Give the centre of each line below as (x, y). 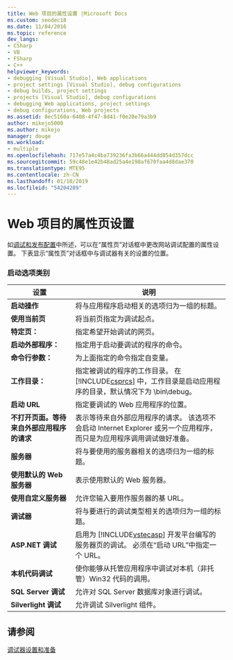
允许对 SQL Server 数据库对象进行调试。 (141, 592)
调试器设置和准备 (32, 650)
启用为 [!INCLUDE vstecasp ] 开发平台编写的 (146, 535)
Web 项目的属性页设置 (71, 224)
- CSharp (20, 46)
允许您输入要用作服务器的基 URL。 (132, 498)
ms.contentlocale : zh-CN (43, 175)
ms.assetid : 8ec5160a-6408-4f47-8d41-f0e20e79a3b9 (82, 116)
